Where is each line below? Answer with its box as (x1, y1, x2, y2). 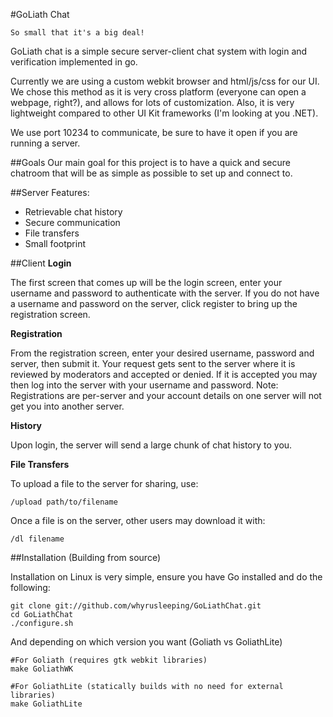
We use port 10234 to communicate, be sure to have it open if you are (10, 127, 298, 138)
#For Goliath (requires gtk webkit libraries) (10, 655, 208, 665)
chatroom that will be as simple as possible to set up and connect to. (10, 167, 293, 179)
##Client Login (10, 257, 72, 269)
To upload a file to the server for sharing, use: (10, 478, 199, 489)
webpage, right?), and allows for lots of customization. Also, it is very (10, 97, 295, 108)
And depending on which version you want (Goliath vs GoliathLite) (10, 636, 283, 648)
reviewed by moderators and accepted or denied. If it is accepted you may (10, 369, 318, 380)
